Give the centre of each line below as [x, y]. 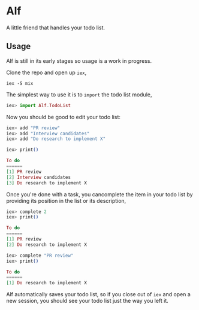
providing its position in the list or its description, [66, 200]
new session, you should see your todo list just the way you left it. [88, 301]
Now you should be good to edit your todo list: [64, 117]
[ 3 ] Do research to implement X [46, 183]
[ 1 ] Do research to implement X [46, 283]
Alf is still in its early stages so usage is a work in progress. [79, 60]
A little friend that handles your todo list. [56, 28]
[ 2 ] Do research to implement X [46, 244]
